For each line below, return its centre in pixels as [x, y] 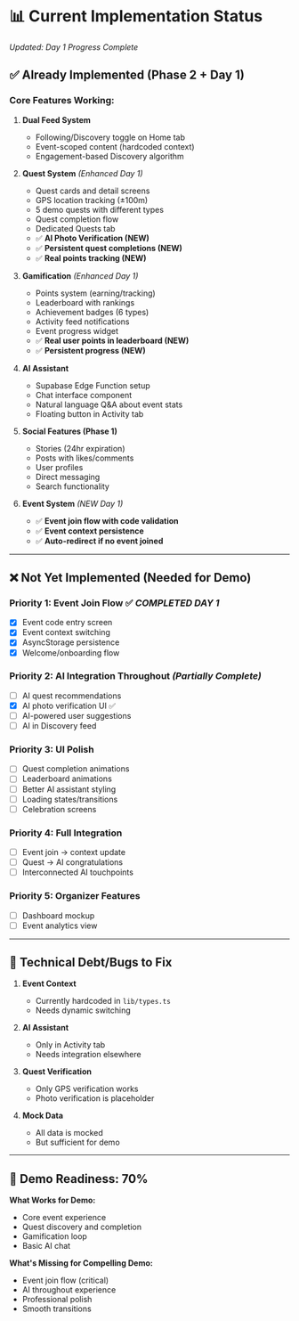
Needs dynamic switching [83, 1010]
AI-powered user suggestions [77, 715]
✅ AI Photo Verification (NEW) [92, 238]
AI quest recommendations [72, 696]
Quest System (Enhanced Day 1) [83, 173]
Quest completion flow [77, 219]
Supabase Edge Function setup [93, 385]
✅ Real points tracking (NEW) [91, 257]
